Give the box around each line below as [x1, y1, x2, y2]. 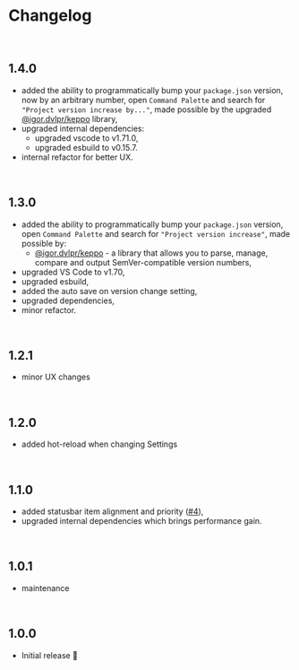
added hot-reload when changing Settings [21, 439, 178, 449]
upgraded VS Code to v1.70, [21, 266, 125, 277]
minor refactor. [21, 304, 77, 315]
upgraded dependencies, [21, 295, 115, 306]
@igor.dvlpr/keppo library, [21, 113, 118, 124]
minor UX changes [21, 371, 90, 382]
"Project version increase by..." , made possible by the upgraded [21, 104, 272, 115]
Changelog [8, 5, 92, 26]
